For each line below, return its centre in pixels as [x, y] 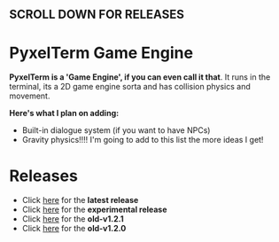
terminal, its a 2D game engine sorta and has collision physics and [130, 87]
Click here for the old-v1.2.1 [73, 219]
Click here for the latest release [80, 200]
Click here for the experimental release [94, 210]
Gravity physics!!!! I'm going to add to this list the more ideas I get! [143, 140]
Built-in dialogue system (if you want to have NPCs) [116, 130]
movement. [30, 96]
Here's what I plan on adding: [64, 113]
